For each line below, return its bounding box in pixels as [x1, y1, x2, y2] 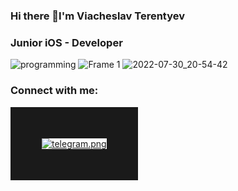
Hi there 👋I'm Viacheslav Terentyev [10, 9, 185, 23]
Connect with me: [10, 84, 99, 98]
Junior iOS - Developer [10, 35, 123, 49]
